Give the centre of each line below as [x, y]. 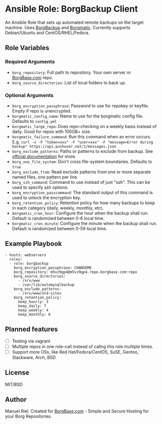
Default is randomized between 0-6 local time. [58, 218]
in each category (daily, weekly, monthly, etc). [58, 208]
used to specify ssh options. [40, 187]
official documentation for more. [44, 156]
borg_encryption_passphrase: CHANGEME [53, 268]
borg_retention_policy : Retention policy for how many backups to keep [83, 203]
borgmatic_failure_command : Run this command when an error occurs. [81, 136]
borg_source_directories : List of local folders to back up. [69, 82]
